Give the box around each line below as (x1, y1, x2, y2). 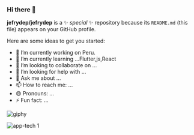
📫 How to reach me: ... (15, 81, 73, 89)
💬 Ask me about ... (15, 74, 61, 82)
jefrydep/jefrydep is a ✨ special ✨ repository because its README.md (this (7, 19, 188, 26)
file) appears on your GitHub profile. (7, 26, 96, 33)
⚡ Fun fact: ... (15, 97, 49, 104)
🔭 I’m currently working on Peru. (15, 49, 95, 56)
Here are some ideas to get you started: (7, 37, 106, 44)
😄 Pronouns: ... (15, 90, 55, 97)
